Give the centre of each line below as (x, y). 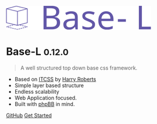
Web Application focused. (46, 98)
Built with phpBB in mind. (45, 104)
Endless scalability (37, 91)
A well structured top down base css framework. (79, 68)
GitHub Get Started (29, 115)
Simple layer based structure (49, 85)
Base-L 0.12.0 (37, 52)
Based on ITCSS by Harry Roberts (55, 79)
